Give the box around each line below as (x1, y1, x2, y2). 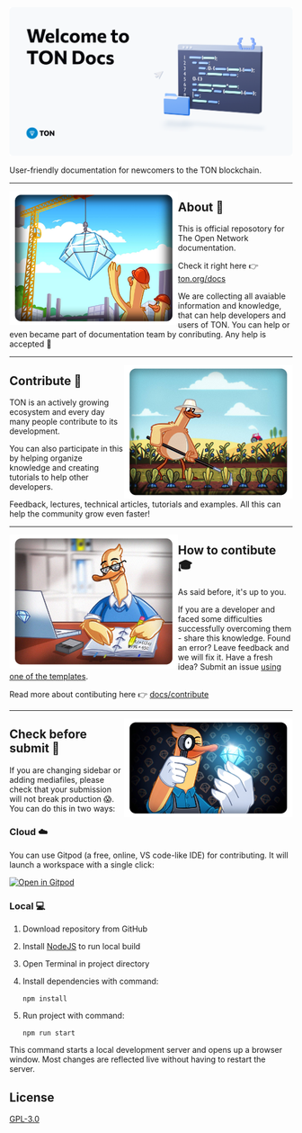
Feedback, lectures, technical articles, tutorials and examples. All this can (9, 499, 281, 509)
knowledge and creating (9, 462, 100, 472)
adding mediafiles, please (9, 774, 105, 785)
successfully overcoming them (178, 623, 292, 634)
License (9, 1090, 55, 1105)
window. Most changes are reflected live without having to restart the (9, 1054, 266, 1065)
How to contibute (178, 543, 277, 558)
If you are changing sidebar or (9, 764, 121, 776)
